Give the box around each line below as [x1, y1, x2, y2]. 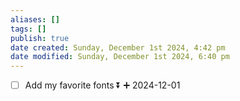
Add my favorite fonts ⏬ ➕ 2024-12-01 [24, 79, 181, 91]
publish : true [10, 33, 70, 43]
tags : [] [10, 24, 47, 34]
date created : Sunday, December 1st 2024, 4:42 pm [10, 42, 226, 53]
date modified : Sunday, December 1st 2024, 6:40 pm [10, 52, 230, 62]
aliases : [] [10, 14, 60, 25]
